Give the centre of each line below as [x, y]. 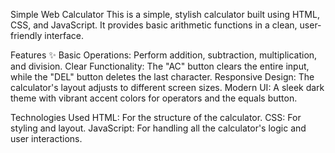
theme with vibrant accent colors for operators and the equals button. [154, 98]
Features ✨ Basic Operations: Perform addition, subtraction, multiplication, [164, 55]
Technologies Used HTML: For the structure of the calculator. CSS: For [156, 117]
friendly [26, 35]
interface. [64, 35]
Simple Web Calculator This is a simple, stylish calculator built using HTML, [165, 14]
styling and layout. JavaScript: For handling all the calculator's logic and [158, 128]
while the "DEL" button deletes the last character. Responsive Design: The [162, 77]
